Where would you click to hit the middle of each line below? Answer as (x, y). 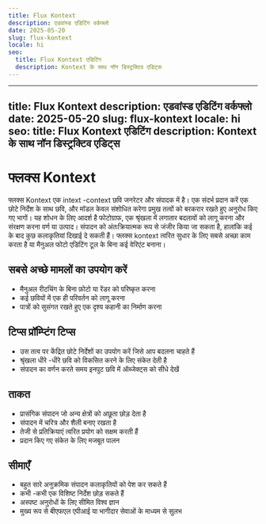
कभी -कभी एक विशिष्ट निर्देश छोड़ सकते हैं (72, 494)
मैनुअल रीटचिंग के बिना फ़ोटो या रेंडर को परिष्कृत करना (87, 289)
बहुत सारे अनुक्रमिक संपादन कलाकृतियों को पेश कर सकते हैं (93, 484)
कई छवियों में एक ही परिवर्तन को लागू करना (72, 298)
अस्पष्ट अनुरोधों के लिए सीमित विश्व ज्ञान (70, 503)
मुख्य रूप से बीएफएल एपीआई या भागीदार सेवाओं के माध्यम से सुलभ (101, 511)
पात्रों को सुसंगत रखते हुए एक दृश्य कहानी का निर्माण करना (91, 306)
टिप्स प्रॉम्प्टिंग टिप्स (42, 332)
